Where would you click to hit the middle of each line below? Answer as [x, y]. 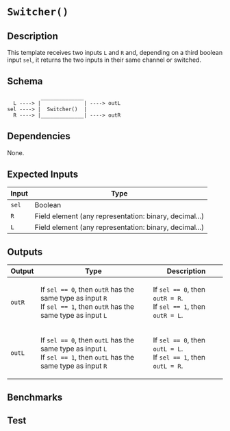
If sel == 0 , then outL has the [88, 340]
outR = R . [168, 299]
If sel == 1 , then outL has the [88, 358]
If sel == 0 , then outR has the [88, 290]
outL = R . [168, 366]
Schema [25, 81]
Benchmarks [35, 397]
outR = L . [168, 316]
